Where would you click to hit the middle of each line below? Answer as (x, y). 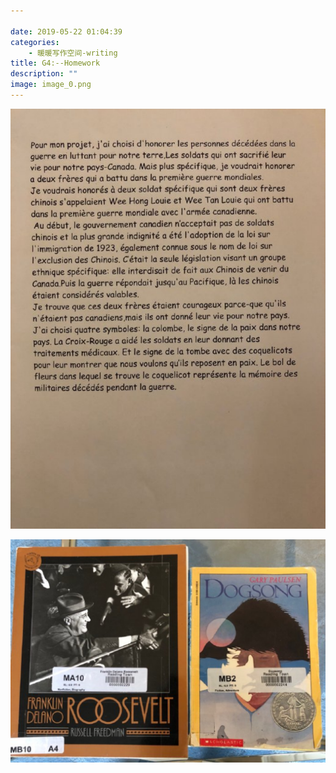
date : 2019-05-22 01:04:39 (66, 31)
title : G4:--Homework (55, 63)
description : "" (44, 74)
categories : (35, 42)
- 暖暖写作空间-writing (73, 53)
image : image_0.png (51, 85)
